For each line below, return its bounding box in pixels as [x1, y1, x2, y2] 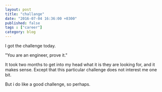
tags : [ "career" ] [5, 25, 42, 30]
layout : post [5, 7, 32, 12]
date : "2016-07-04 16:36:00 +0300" [5, 16, 77, 21]
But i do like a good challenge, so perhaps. [5, 81, 91, 87]
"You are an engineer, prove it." [5, 52, 68, 58]
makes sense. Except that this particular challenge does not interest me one [5, 67, 157, 73]
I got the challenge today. [5, 43, 56, 48]
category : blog [5, 30, 36, 34]
